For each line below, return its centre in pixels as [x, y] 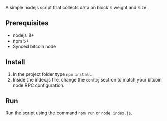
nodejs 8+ [23, 35]
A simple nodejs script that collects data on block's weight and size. [76, 7]
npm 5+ [21, 41]
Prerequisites [27, 23]
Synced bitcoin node [34, 46]
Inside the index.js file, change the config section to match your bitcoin [87, 79]
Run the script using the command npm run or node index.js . [69, 113]
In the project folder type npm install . [52, 74]
